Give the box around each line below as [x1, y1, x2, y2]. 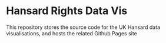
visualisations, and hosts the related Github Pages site [6, 29, 137, 37]
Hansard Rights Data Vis [6, 4, 128, 18]
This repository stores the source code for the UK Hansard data [6, 24, 161, 31]
